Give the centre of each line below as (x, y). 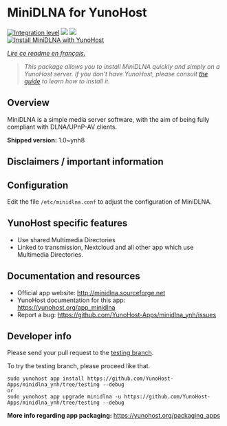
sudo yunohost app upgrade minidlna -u (64, 397)
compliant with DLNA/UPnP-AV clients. (62, 127)
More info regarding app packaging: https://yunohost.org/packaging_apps (114, 416)
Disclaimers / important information (85, 162)
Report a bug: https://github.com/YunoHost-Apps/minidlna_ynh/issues (117, 315)
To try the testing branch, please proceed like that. (79, 366)
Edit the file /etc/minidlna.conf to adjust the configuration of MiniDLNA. (109, 202)
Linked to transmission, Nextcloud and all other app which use (105, 247)
